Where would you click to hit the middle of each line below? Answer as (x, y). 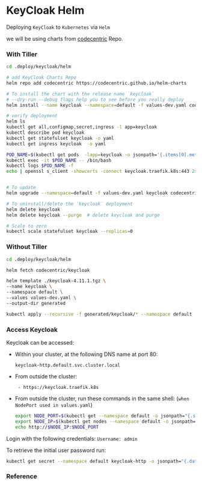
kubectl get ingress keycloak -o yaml (56, 144)
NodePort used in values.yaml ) (54, 405)
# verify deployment (32, 116)
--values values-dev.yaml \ (41, 298)
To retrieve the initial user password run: (56, 450)
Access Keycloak (32, 330)
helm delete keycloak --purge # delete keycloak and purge (83, 215)
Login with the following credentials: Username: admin (72, 438)
